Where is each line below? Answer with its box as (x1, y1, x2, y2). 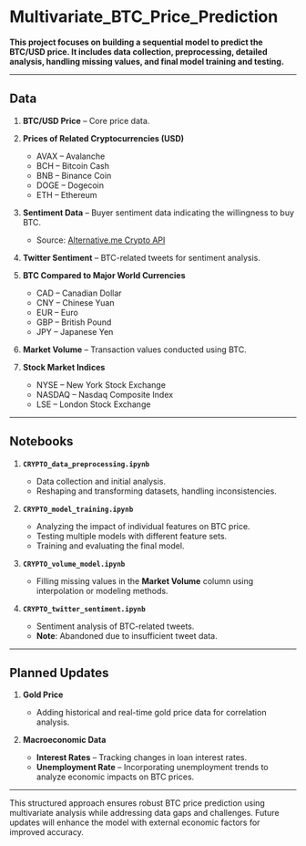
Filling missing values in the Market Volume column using (36, 575, 254, 586)
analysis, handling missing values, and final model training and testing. (9, 56, 285, 67)
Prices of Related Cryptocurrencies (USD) (22, 132, 185, 143)
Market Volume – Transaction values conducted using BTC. (22, 344, 248, 355)
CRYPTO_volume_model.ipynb (22, 559, 126, 569)
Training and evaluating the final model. (36, 540, 185, 551)
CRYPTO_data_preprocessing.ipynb (22, 459, 150, 469)
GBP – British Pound (36, 317, 112, 328)
